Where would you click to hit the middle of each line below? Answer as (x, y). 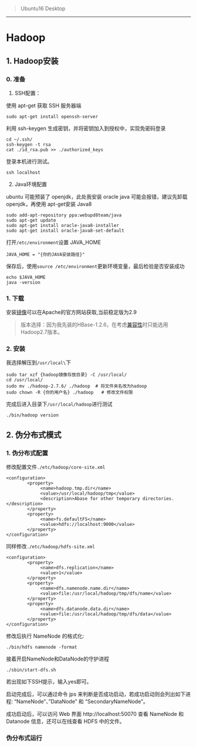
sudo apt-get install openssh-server (52, 116)
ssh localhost (23, 172)
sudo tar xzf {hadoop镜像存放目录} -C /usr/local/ (67, 375)
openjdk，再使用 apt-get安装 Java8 (49, 204)
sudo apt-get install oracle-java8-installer (62, 225)
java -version (23, 282)
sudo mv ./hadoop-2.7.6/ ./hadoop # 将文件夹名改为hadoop (77, 386)
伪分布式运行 (24, 738)
